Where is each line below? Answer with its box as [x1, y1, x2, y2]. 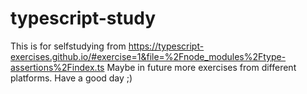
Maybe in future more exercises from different [106, 61, 297, 73]
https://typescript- [128, 40, 205, 52]
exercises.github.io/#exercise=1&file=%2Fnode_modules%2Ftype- [10, 50, 287, 62]
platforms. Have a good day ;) [10, 72, 133, 84]
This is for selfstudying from [10, 40, 127, 52]
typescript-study [10, 7, 157, 30]
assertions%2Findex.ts [10, 61, 105, 73]
